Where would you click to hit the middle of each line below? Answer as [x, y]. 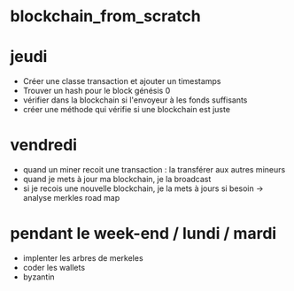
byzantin [39, 277]
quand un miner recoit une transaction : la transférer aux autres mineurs [154, 170]
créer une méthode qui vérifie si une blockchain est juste [127, 110]
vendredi [44, 145]
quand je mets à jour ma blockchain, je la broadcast [117, 180]
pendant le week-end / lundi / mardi [143, 234]
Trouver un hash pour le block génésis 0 [97, 91]
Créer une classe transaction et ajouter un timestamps [122, 81]
